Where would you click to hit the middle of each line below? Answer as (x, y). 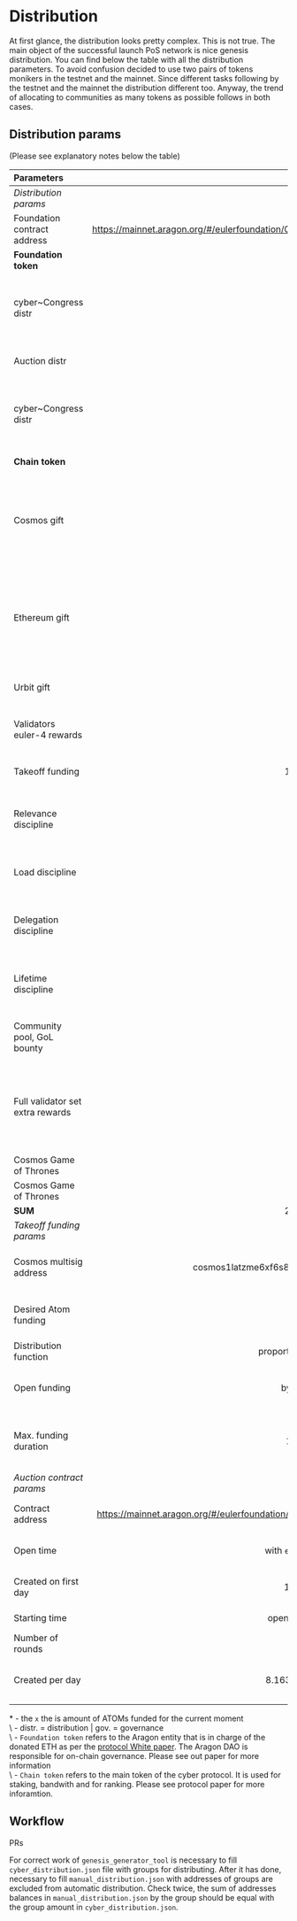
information (30, 1765)
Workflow (37, 1821)
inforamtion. (31, 1794)
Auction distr (40, 360)
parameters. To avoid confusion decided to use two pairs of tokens (131, 69)
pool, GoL (34, 1037)
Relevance (35, 814)
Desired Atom (42, 1309)
